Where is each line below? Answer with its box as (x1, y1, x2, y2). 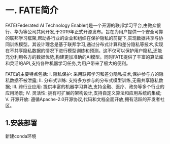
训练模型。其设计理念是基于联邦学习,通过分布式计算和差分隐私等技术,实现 (9, 41, 164, 47)
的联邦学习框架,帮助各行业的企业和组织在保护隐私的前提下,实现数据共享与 (5, 35, 159, 41)
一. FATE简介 (5, 5, 59, 16)
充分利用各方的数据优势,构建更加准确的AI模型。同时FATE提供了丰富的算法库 (5, 54, 164, 60)
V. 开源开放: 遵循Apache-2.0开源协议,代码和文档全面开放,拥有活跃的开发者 (5, 96, 161, 102)
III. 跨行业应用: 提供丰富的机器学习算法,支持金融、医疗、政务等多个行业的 (12, 83, 165, 89)
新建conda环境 (5, 133, 37, 139)
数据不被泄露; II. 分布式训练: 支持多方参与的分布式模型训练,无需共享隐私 (9, 77, 159, 83)
